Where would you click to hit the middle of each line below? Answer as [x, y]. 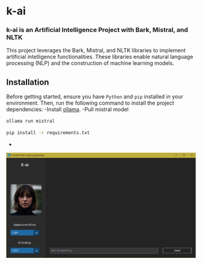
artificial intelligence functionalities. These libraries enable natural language [100, 57]
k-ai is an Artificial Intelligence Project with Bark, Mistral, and [97, 30]
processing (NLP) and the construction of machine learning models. [90, 63]
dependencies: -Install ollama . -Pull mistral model [68, 109]
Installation [28, 82]
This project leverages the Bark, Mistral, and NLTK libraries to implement [96, 51]
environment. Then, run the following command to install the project [90, 103]
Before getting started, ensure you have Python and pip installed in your [95, 97]
